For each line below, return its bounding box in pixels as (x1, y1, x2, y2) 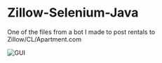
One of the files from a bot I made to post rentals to (7, 28, 156, 36)
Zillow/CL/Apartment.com (7, 35, 82, 43)
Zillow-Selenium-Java (7, 5, 139, 21)
